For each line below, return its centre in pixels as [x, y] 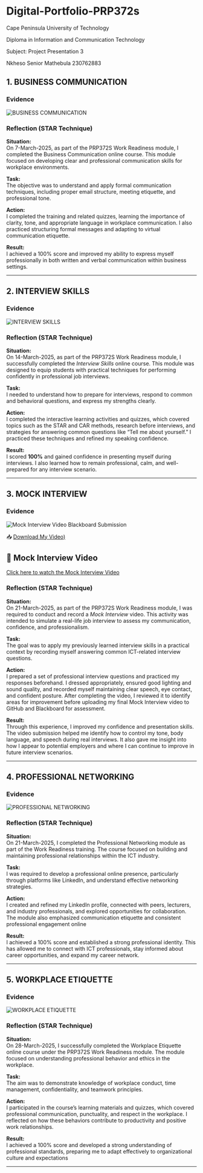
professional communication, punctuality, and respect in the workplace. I [97, 1114]
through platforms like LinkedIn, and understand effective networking [92, 880]
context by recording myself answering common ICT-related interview [94, 651]
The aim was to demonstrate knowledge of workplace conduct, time [91, 1083]
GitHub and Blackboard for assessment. [56, 708]
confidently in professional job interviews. [58, 376]
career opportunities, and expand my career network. [73, 955]
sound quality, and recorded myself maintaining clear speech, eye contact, [99, 689]
